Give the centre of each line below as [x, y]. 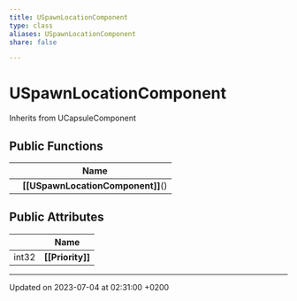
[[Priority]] [67, 257]
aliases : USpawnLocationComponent [73, 34]
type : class [31, 26]
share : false [33, 42]
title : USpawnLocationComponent [69, 17]
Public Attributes [57, 217]
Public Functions [56, 146]
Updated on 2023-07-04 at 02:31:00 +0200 [89, 287]
